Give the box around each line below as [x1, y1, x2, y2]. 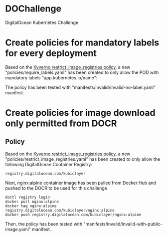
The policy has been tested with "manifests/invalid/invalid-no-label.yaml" [5, 84, 156, 90]
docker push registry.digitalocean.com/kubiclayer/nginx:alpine [5, 212, 142, 217]
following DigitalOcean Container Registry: [5, 161, 92, 167]
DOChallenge [5, 3, 61, 14]
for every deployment [5, 48, 97, 59]
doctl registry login [5, 195, 50, 200]
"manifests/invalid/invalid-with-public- [83, 221, 163, 227]
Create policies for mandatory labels [5, 37, 160, 48]
